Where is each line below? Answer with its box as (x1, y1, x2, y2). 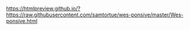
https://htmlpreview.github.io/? (6, 5, 81, 12)
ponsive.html (6, 18, 38, 24)
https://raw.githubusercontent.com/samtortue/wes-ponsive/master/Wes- (6, 11, 184, 18)
